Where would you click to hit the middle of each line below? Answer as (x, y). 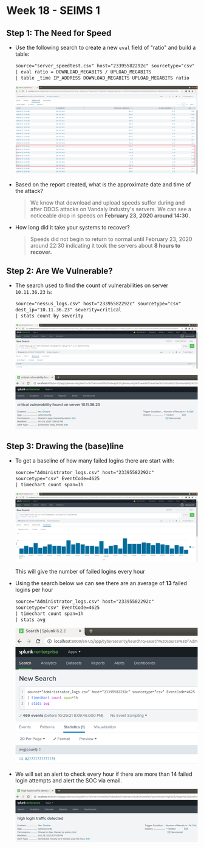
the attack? (29, 191)
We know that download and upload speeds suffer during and (107, 202)
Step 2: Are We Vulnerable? (60, 271)
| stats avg (30, 620)
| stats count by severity (49, 316)
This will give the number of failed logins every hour (80, 572)
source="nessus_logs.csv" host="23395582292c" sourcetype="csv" (98, 304)
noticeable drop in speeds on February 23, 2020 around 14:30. (110, 215)
